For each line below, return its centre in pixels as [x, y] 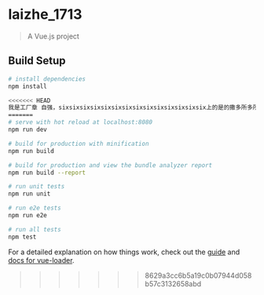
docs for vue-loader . [41, 260]
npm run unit [29, 194]
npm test [22, 237]
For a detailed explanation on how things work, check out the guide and [124, 252]
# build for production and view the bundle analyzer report [110, 165]
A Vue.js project [53, 36]
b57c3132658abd [173, 283]
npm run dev [27, 129]
